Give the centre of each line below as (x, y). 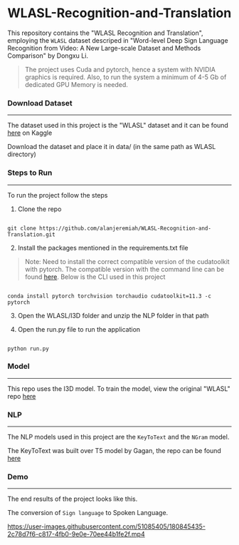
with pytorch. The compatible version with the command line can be (124, 269)
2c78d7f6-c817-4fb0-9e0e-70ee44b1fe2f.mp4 (76, 534)
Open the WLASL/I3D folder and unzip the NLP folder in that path (113, 315)
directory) (22, 154)
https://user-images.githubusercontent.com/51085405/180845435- (107, 526)
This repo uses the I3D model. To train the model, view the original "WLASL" (119, 388)
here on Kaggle (30, 133)
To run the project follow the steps (58, 195)
